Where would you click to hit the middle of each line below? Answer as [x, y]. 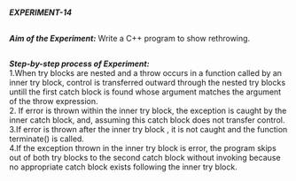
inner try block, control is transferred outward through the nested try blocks [148, 82]
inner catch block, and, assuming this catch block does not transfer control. [147, 120]
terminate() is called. [47, 139]
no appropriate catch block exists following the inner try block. [123, 167]
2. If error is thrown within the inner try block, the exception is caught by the [148, 110]
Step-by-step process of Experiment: [79, 64]
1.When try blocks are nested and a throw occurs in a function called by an [145, 72]
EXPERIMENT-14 [41, 12]
